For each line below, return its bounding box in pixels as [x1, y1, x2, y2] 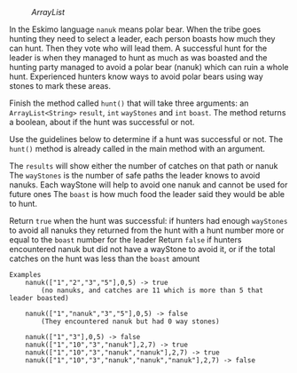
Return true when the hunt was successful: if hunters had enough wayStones [9, 216, 288, 226]
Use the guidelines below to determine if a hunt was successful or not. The [9, 134, 284, 144]
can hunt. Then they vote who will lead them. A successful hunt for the [9, 43, 268, 53]
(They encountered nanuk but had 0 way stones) [41, 317, 220, 326]
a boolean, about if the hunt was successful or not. [9, 117, 195, 127]
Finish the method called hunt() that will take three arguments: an [9, 98, 249, 108]
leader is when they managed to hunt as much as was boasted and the [9, 52, 268, 63]
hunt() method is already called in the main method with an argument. [9, 144, 266, 154]
